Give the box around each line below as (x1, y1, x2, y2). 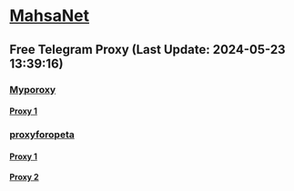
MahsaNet (9, 5, 89, 26)
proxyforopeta (9, 128, 75, 141)
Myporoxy (9, 83, 56, 95)
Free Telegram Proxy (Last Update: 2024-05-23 (9, 42, 286, 57)
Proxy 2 (9, 172, 39, 183)
